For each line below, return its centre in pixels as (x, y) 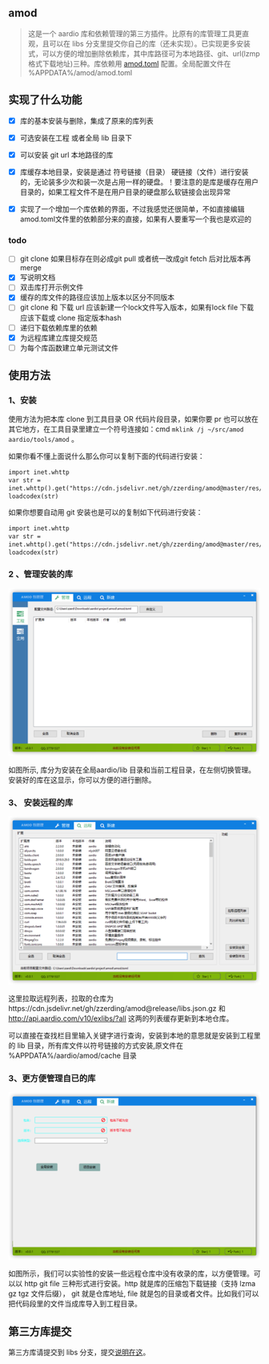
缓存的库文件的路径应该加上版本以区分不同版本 (97, 297)
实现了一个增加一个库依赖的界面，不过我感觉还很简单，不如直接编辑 (132, 208)
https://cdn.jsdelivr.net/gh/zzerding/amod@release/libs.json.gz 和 (117, 1009)
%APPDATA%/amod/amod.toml (80, 72)
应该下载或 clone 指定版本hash (70, 318)
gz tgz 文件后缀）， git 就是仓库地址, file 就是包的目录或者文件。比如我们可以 (134, 1293)
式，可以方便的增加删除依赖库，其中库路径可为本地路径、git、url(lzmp (144, 53)
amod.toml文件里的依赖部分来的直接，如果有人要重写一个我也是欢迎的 (136, 219)
